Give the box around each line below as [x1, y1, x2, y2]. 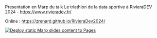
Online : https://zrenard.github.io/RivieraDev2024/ [5, 19, 105, 24]
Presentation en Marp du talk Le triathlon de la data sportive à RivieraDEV [5, 4, 152, 9]
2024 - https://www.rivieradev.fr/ [5, 9, 72, 15]
